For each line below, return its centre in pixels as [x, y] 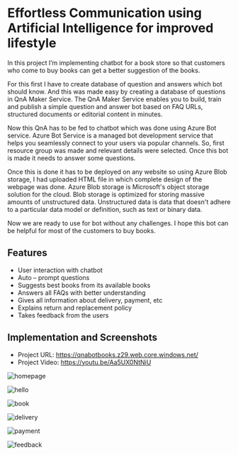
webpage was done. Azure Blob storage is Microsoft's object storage [108, 186]
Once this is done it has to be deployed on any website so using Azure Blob [118, 172]
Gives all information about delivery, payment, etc [90, 300]
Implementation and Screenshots [83, 338]
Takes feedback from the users [63, 315]
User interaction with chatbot [60, 270]
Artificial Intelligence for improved [110, 28]
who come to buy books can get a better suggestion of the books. [104, 70]
